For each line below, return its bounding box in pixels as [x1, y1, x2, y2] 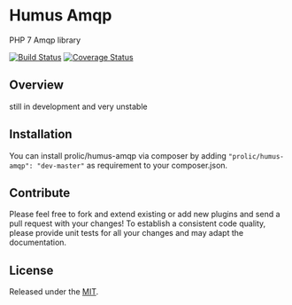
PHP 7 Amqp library [9, 35, 81, 45]
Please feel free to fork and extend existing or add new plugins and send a [9, 209, 280, 220]
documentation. [9, 237, 67, 248]
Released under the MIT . [9, 286, 99, 297]
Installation [9, 127, 73, 142]
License [9, 262, 54, 278]
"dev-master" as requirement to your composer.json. [36, 160, 228, 170]
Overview [9, 77, 65, 93]
